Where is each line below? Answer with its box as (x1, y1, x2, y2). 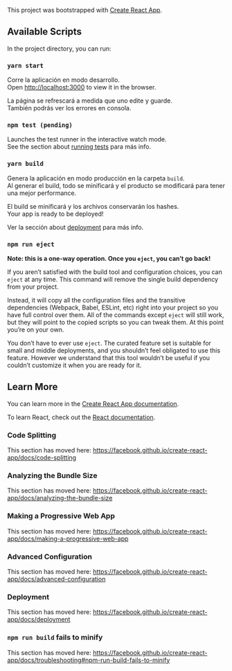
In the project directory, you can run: (7, 44, 111, 53)
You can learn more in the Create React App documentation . (7, 399, 179, 408)
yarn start (7, 62, 44, 69)
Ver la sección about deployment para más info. (7, 223, 144, 231)
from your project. (7, 282, 59, 291)
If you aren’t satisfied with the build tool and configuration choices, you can (7, 268, 223, 276)
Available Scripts (7, 26, 82, 37)
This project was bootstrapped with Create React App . (7, 6, 163, 14)
